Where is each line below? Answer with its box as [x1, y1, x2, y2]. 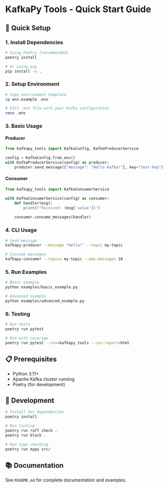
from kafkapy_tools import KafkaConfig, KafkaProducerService [5, 146, 139, 151]
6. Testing [5, 310, 30, 317]
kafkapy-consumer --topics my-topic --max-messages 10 [5, 256, 123, 262]
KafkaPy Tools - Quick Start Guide [5, 4, 151, 15]
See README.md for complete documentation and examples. [5, 477, 127, 483]
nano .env [5, 111, 26, 116]
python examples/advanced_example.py [5, 298, 85, 303]
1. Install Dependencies [5, 39, 64, 46]
